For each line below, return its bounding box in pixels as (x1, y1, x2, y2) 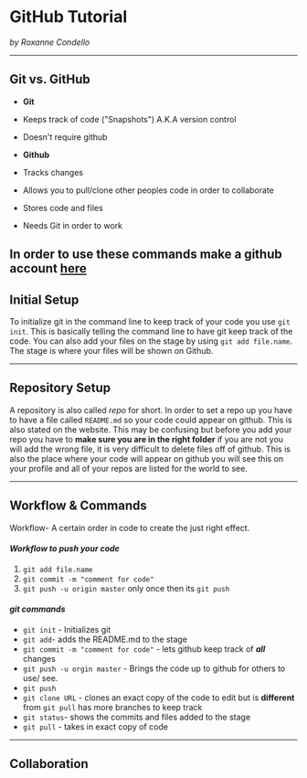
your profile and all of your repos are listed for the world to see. (9, 463, 249, 474)
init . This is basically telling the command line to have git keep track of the (9, 325, 293, 336)
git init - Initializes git (22, 623, 111, 634)
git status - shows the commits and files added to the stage (22, 711, 251, 722)
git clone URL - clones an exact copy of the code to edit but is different (22, 692, 295, 703)
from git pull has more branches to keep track (22, 701, 203, 712)
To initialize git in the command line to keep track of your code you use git (9, 315, 291, 326)
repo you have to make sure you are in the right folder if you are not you (9, 433, 284, 444)
